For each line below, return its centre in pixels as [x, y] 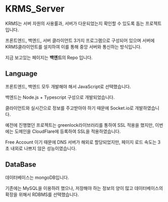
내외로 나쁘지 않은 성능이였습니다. [43, 148]
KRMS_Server [35, 9]
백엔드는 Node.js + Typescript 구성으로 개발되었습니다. [60, 97]
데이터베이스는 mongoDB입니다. [37, 177]
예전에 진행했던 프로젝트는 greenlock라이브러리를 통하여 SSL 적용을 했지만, [79, 125]
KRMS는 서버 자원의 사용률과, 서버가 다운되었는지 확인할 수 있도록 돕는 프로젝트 [83, 23]
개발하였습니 [147, 108]
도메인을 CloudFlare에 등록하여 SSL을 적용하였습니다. [68, 131]
